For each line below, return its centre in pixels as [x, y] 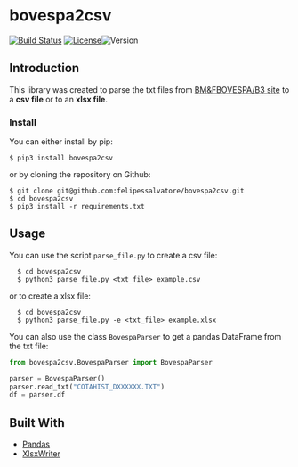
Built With [37, 423]
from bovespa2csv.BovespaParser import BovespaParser [111, 362]
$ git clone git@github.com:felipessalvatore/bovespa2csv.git [127, 191]
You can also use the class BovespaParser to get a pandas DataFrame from [145, 336]
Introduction [44, 68]
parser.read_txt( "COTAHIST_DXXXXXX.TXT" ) [87, 387]
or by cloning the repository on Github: [80, 175]
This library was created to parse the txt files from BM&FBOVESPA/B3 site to [149, 89]
